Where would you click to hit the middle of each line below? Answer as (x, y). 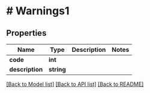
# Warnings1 (38, 11)
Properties (26, 33)
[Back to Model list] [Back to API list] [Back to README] (75, 84)
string (57, 69)
